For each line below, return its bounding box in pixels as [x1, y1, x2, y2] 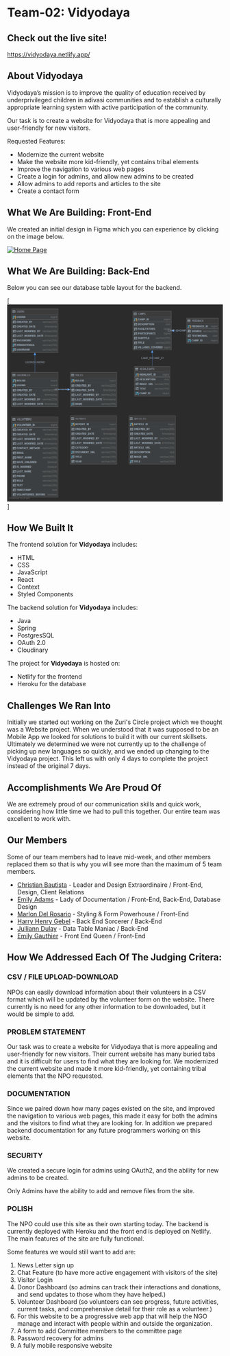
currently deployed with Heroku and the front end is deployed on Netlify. [7, 1227, 212, 1235]
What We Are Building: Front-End [7, 207, 152, 218]
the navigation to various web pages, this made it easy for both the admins [7, 1111, 218, 1120]
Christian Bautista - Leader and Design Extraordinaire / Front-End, [16, 881, 203, 889]
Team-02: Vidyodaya [7, 5, 131, 21]
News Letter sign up [16, 1261, 74, 1269]
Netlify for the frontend [16, 673, 82, 681]
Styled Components [16, 590, 74, 598]
